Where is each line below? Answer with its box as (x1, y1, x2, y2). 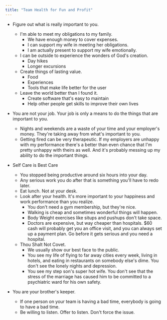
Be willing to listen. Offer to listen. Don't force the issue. (20, 309, 135, 315)
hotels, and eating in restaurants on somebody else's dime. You (27, 258, 159, 264)
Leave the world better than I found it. (20, 90, 98, 96)
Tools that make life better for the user (27, 84, 107, 91)
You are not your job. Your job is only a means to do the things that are (12, 110, 158, 116)
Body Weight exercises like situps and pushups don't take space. (27, 215, 162, 221)
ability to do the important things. (20, 152, 89, 158)
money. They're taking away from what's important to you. (20, 131, 141, 137)
